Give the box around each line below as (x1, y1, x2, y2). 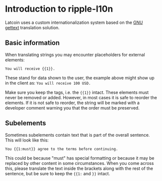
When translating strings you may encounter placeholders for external (5, 52, 146, 57)
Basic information (5, 39, 60, 47)
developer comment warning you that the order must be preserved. (5, 105, 140, 110)
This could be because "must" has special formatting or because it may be (5, 155, 155, 161)
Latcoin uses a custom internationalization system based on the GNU (5, 19, 143, 25)
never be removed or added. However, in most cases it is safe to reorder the (5, 94, 157, 100)
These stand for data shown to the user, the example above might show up (5, 74, 155, 81)
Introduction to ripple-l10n (5, 3, 113, 15)
